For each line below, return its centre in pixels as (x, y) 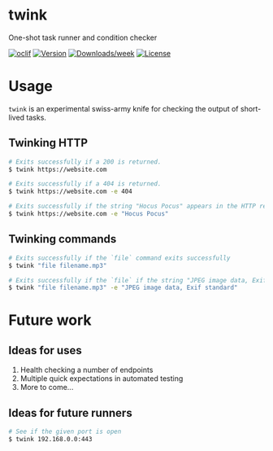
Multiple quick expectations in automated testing (102, 379)
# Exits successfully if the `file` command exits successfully (119, 258)
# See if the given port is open (65, 432)
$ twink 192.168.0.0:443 (50, 439)
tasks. (37, 117)
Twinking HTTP (48, 143)
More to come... (47, 388)
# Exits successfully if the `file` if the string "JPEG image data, (129, 280)
